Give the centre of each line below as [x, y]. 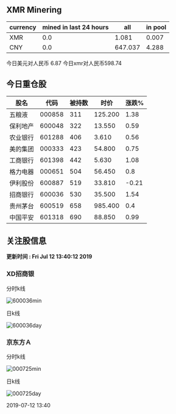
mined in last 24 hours [76, 27]
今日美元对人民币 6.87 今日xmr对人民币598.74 [64, 63]
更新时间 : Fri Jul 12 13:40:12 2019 [49, 257]
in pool [156, 27]
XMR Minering [34, 10]
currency [23, 27]
